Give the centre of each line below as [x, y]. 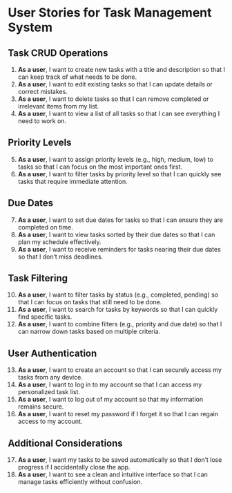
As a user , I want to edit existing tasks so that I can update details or [115, 84]
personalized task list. [49, 392]
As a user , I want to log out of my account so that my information [110, 400]
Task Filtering [38, 278]
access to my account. [50, 421]
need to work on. [42, 121]
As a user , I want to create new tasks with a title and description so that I [121, 69]
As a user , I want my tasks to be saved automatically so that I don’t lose [120, 460]
